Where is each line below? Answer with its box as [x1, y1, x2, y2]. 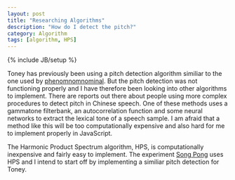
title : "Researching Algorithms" [7, 17, 105, 24]
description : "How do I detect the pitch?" [7, 23, 137, 30]
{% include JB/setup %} [7, 56, 77, 64]
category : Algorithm [7, 30, 68, 37]
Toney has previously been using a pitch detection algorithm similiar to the [7, 70, 222, 78]
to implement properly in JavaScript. [7, 129, 113, 138]
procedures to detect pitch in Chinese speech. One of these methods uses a [7, 99, 228, 108]
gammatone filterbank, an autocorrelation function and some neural [7, 107, 203, 115]
